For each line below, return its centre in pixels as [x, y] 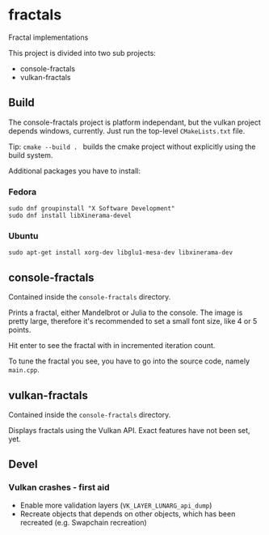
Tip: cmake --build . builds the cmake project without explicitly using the [132, 146]
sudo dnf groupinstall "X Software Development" [92, 209]
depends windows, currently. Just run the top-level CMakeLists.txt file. [127, 130]
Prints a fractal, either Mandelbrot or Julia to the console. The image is [126, 312]
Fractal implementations [48, 37]
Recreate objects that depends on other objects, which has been [128, 514]
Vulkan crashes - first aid [59, 487]
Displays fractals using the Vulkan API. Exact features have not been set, [129, 430]
